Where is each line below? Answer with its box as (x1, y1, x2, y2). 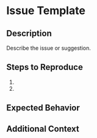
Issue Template (6, 4, 85, 18)
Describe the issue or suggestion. (6, 44, 92, 52)
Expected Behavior (6, 102, 81, 113)
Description (6, 28, 52, 39)
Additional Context (6, 123, 79, 134)
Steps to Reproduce (6, 62, 84, 72)
